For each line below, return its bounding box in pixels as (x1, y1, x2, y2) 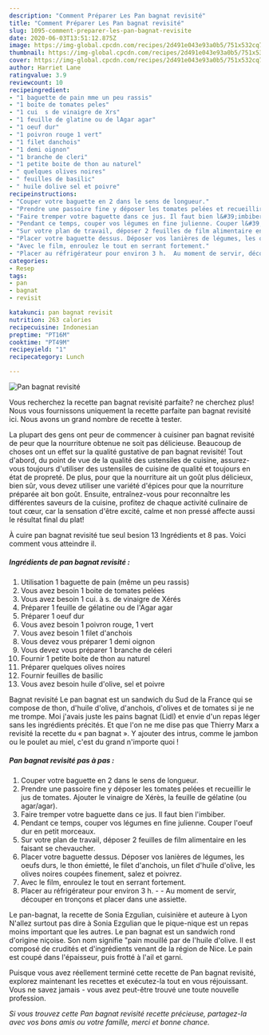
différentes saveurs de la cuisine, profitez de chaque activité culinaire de (9, 498, 248, 508)
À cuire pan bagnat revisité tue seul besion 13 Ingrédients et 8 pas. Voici (9, 531, 247, 539)
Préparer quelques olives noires (20, 662, 126, 671)
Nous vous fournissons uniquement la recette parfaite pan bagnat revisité (9, 406, 251, 416)
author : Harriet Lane (9, 64, 81, 72)
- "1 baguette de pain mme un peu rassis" (9, 94, 152, 102)
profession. (9, 993, 46, 1003)
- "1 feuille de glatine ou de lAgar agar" (9, 116, 156, 124)
